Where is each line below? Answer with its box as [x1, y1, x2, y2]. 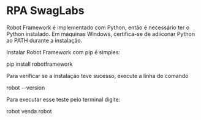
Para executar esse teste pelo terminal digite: [6, 96, 121, 103]
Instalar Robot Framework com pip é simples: [6, 48, 121, 55]
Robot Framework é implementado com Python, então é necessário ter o [6, 24, 190, 31]
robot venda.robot [6, 107, 52, 115]
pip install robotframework [6, 60, 73, 68]
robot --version [6, 83, 45, 91]
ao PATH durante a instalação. [6, 37, 83, 44]
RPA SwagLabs [6, 4, 85, 18]
